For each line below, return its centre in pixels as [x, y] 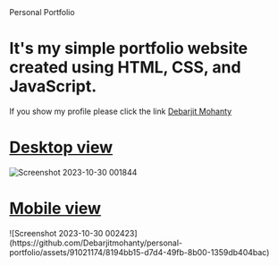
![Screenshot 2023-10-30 [56, 233]
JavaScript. [53, 86]
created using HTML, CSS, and [125, 68]
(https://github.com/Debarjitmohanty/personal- [96, 243]
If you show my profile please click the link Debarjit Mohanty [121, 111]
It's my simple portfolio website [129, 49]
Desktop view [61, 147]
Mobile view [55, 209]
